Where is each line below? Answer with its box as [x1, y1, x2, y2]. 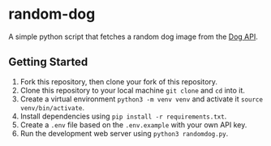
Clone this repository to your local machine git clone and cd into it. [19, 85, 246, 95]
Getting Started [8, 55, 88, 69]
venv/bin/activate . [19, 102, 85, 112]
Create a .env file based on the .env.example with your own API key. [19, 119, 247, 130]
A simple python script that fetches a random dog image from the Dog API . [8, 32, 258, 41]
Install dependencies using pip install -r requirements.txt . [19, 111, 227, 121]
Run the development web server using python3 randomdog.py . [19, 128, 229, 138]
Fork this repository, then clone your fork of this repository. [19, 76, 217, 86]
